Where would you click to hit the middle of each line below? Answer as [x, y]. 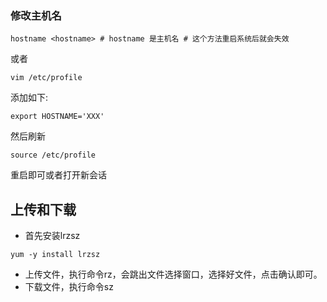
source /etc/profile [53, 155]
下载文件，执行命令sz [69, 287]
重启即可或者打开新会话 [58, 175]
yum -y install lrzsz [55, 255]
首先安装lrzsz [52, 236]
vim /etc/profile [46, 78]
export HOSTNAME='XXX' [57, 117]
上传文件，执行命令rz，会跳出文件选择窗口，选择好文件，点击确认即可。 [173, 274]
